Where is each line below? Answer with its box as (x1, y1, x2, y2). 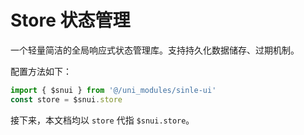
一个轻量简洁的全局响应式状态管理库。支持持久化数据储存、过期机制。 (10, 44, 300, 56)
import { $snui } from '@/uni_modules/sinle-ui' (10, 85, 217, 95)
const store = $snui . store (10, 94, 123, 105)
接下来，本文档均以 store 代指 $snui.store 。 (10, 114, 195, 126)
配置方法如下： (10, 65, 72, 77)
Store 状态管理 (10, 9, 131, 32)
